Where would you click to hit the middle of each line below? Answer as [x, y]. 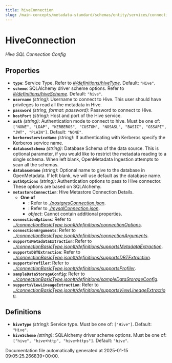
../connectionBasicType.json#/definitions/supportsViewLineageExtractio [89, 290]
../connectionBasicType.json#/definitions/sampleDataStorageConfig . [85, 279]
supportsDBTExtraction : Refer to [47, 252]
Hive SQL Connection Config [36, 54]
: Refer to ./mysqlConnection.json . [64, 208]
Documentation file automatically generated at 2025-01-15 [67, 351]
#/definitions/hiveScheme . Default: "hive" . [58, 94]
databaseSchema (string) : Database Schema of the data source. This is [86, 148]
